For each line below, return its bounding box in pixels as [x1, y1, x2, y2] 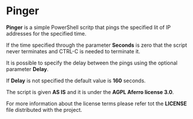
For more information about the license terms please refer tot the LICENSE [6, 99, 187, 107]
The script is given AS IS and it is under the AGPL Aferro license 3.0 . [6, 88, 174, 95]
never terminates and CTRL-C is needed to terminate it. [6, 47, 140, 54]
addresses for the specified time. [6, 30, 87, 37]
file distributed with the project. [6, 106, 83, 113]
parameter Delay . [6, 65, 49, 72]
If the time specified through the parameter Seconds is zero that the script [6, 41, 188, 49]
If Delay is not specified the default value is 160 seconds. [6, 77, 146, 84]
